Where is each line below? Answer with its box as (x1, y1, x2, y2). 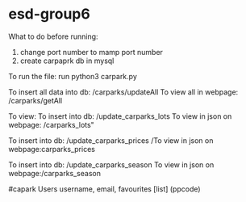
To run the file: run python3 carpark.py (8, 71, 137, 81)
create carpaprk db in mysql (19, 56, 115, 65)
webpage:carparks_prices (8, 144, 95, 154)
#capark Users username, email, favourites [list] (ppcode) (8, 183, 201, 194)
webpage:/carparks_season (8, 168, 101, 178)
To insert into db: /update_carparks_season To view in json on (8, 159, 215, 170)
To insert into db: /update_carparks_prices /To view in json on (8, 135, 214, 145)
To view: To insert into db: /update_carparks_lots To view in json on (8, 111, 232, 121)
